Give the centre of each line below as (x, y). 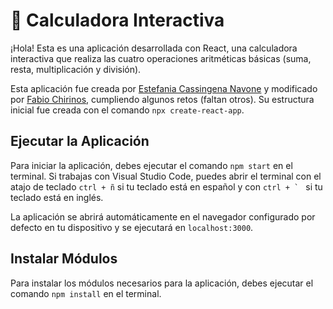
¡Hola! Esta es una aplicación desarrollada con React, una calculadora (154, 48)
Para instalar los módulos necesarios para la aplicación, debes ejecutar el (162, 283)
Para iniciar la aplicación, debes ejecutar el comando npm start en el (151, 165)
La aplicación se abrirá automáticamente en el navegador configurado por (163, 216)
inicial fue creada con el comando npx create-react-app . (127, 110)
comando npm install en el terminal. (86, 293)
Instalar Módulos (64, 259)
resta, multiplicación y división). (76, 69)
